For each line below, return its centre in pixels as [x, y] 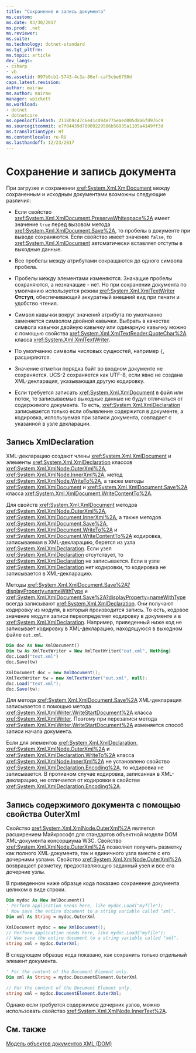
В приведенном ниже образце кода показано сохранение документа [93, 883]
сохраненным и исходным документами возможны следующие [86, 194]
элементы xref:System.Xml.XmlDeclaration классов [69, 462]
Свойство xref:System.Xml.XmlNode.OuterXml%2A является [80, 828]
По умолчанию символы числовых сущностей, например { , [90, 351]
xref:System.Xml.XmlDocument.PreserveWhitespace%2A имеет [92, 218]
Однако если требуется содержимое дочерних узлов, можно [83, 1004]
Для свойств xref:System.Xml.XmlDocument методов [72, 505]
